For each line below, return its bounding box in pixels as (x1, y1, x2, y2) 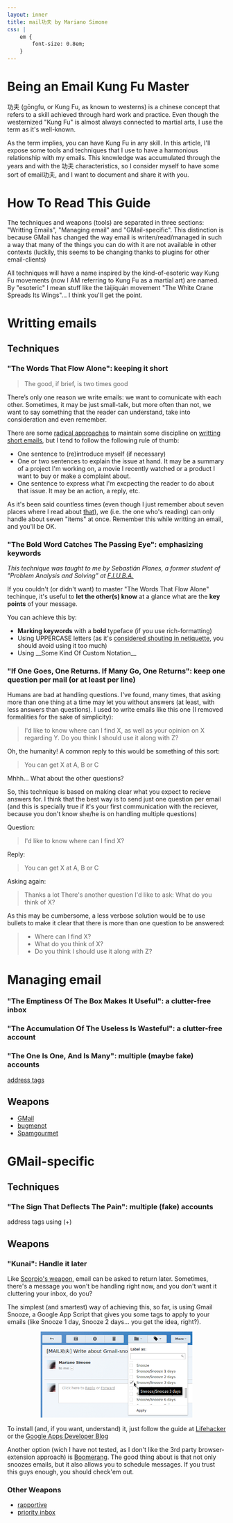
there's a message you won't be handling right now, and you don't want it (7, 1282, 217, 1291)
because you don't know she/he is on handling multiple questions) (7, 810, 197, 818)
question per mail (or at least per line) (7, 675, 136, 685)
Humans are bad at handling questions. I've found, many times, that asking (7, 691, 221, 699)
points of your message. (7, 600, 78, 608)
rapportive (17, 1501, 47, 1509)
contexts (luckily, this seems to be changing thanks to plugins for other (7, 248, 210, 256)
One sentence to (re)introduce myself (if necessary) (17, 449, 166, 458)
